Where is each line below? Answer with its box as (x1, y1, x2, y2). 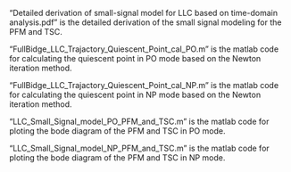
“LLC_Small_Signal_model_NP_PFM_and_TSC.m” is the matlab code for (9, 143, 270, 153)
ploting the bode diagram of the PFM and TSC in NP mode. (9, 152, 226, 163)
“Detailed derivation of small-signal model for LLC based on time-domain (9, 8, 279, 18)
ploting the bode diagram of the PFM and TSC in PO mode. (9, 126, 226, 136)
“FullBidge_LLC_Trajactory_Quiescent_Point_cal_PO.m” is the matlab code (9, 44, 279, 54)
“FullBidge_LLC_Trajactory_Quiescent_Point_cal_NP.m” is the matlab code (9, 80, 279, 90)
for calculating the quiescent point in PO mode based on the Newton (9, 53, 262, 63)
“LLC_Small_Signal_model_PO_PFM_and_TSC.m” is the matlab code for (9, 116, 270, 127)
